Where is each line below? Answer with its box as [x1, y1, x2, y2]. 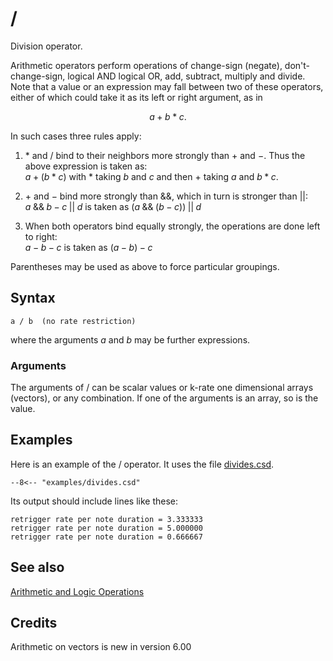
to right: [24, 230, 58, 242]
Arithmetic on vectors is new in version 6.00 [10, 641, 192, 653]
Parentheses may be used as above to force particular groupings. [10, 260, 280, 272]
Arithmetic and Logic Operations [10, 585, 145, 597]
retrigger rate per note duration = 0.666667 [10, 532, 203, 542]
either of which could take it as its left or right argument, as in [10, 91, 263, 103]
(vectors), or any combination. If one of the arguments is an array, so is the [10, 392, 319, 404]
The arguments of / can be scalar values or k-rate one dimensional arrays [10, 382, 314, 394]
